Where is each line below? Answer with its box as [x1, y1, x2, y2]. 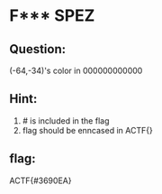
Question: [9, 42, 67, 57]
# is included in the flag [22, 115, 110, 126]
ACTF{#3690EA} [9, 175, 72, 186]
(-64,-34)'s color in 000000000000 [9, 65, 143, 76]
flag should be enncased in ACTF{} [22, 125, 153, 135]
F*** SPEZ [9, 5, 95, 26]
